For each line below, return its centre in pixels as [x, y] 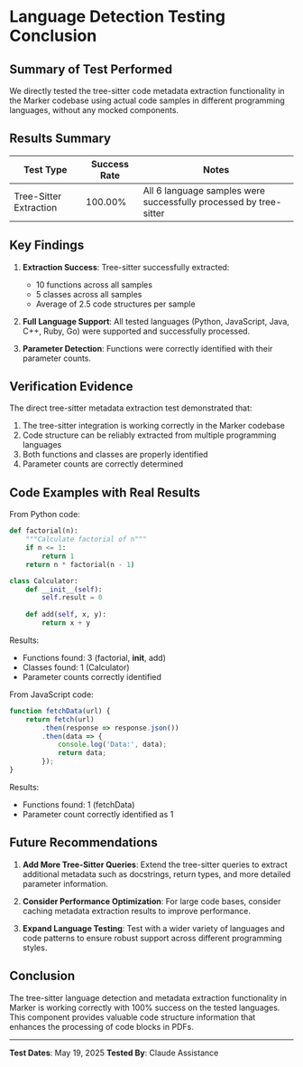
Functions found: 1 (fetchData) [78, 804]
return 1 [58, 556]
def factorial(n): [44, 531]
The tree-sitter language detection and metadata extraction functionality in [148, 997]
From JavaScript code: [51, 694]
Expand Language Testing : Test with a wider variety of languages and [154, 928]
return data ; [82, 753]
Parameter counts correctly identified [92, 676]
